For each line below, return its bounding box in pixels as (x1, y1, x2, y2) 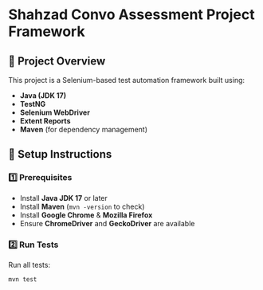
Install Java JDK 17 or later (19, 193, 108, 202)
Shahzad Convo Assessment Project (8, 6, 255, 24)
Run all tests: (8, 260, 50, 269)
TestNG (19, 100, 46, 108)
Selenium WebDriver (19, 108, 90, 117)
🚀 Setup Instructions (8, 147, 112, 161)
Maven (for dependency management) (19, 125, 148, 134)
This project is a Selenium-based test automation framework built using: (8, 76, 245, 84)
